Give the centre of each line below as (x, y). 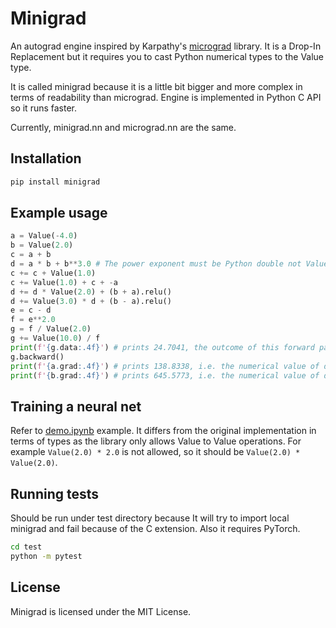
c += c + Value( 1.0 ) (53, 273)
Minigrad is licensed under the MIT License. (101, 611)
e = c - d (31, 310)
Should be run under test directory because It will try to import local (150, 518)
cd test (26, 547)
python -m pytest (46, 556)
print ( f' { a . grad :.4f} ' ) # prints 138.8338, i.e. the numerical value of (165, 366)
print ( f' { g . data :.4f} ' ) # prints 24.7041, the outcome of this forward (162, 347)
